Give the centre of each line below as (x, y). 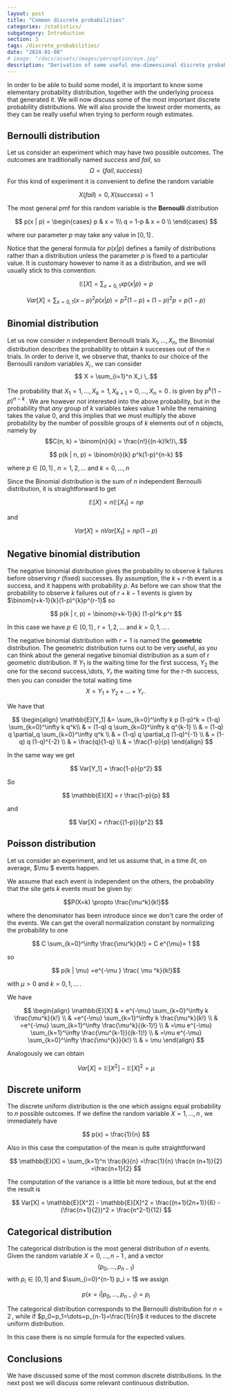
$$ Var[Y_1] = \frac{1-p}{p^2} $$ (116, 768)
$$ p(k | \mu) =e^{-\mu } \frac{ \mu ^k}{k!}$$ (116, 970)
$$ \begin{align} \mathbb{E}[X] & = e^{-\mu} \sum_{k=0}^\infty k (116, 1010)
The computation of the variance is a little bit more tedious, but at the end (112, 1182)
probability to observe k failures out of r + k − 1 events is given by (100, 593)
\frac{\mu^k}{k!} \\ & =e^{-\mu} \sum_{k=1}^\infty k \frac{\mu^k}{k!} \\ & (116, 1018)
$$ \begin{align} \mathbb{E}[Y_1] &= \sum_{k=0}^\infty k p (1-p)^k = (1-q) (116, 719)
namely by (22, 430)
